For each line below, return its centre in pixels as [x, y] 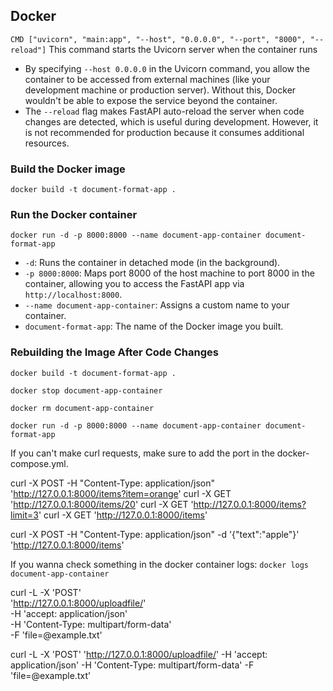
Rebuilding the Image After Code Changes [114, 352]
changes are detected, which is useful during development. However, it [171, 121]
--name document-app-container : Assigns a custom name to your [157, 305]
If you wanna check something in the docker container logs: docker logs [160, 564]
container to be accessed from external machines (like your [147, 79]
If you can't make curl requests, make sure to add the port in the [142, 453]
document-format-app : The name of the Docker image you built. [154, 326]
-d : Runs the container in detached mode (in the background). [152, 263]
